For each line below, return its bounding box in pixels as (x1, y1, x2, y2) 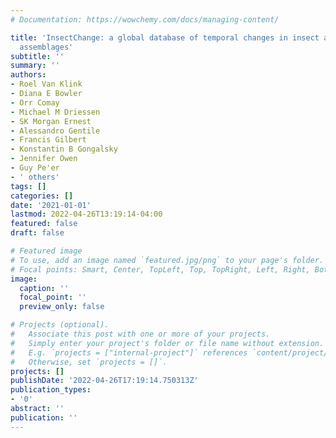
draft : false (10, 228, 65, 238)
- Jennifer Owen (10, 154, 78, 164)
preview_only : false (19, 302, 105, 312)
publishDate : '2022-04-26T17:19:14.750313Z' (10, 376, 199, 386)
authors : (10, 70, 47, 80)
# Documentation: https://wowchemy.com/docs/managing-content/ (10, 14, 280, 25)
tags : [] (10, 181, 47, 191)
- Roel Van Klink (10, 79, 83, 90)
